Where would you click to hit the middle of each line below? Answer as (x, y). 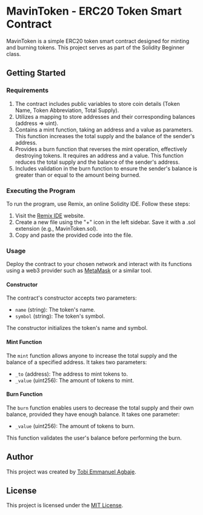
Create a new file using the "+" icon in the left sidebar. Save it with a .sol (105, 222)
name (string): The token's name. (55, 310)
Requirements (28, 91)
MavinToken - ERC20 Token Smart (94, 11)
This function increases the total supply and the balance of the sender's (105, 136)
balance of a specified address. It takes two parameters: (77, 362)
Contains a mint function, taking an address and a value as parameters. (104, 130)
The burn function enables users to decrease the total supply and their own (100, 408)
